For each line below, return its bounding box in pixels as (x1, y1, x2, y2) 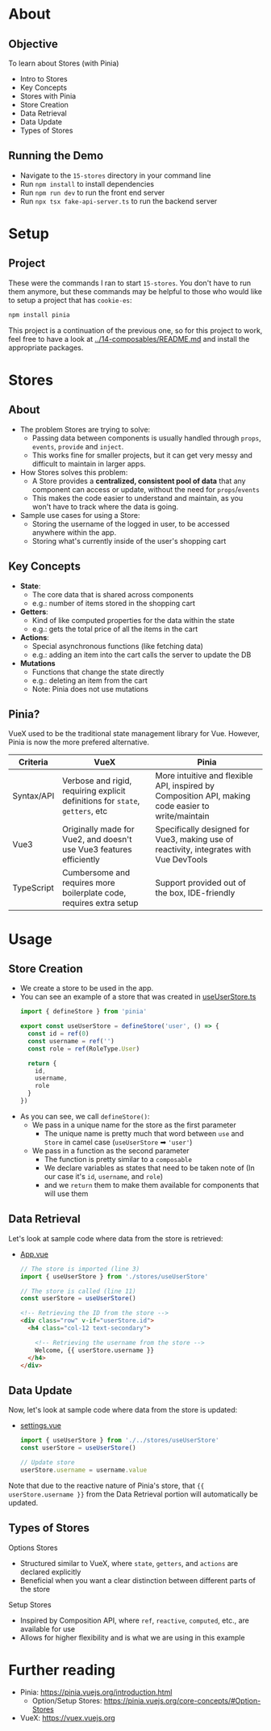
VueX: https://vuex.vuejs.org (19, 1713, 115, 1723)
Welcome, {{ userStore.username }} (35, 1346, 155, 1354)
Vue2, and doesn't (61, 834, 132, 845)
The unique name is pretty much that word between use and (44, 1128, 244, 1138)
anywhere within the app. (31, 527, 117, 537)
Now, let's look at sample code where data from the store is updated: (8, 1405, 238, 1415)
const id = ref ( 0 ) (27, 1030, 90, 1038)
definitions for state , (61, 795, 140, 807)
